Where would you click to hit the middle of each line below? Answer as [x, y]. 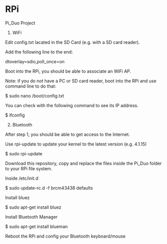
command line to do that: [31, 86]
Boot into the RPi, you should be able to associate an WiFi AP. [68, 71]
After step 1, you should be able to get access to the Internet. [68, 134]
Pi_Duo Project [20, 23]
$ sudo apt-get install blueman [37, 226]
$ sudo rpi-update [24, 153]
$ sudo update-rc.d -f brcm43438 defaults [49, 188]
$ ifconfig [15, 115]
